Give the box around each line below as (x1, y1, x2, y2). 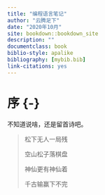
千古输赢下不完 (24, 180, 68, 188)
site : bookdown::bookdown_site (7, 30, 99, 37)
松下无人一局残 (24, 134, 68, 143)
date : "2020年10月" (7, 23, 62, 30)
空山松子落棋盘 (24, 149, 68, 158)
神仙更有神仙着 (24, 165, 68, 173)
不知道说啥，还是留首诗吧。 (7, 120, 87, 128)
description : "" (7, 37, 55, 44)
